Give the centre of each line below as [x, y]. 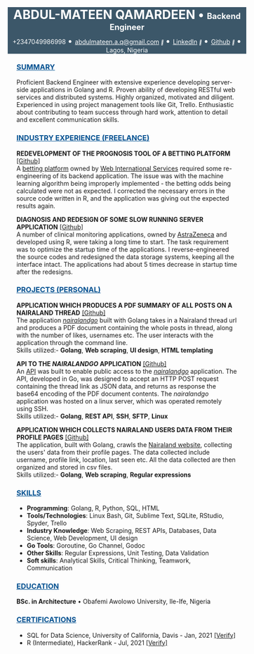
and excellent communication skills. [68, 120]
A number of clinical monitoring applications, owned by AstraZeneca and [122, 234]
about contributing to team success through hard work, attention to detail [122, 112]
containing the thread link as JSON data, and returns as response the [116, 386]
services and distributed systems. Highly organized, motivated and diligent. [126, 97]
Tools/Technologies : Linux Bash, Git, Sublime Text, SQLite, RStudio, [125, 516]
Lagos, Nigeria [127, 50]
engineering [34, 176]
